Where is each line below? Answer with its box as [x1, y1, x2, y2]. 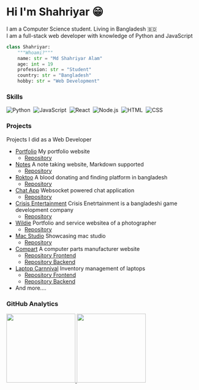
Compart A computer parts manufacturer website [15, 245, 140, 252]
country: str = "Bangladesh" [17, 72, 92, 78]
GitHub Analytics [6, 299, 59, 308]
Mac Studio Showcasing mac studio [15, 232, 106, 239]
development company [15, 206, 73, 213]
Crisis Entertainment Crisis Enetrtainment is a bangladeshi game [15, 200, 178, 207]
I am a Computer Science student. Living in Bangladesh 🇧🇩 [6, 25, 157, 32]
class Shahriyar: [6, 43, 51, 50]
